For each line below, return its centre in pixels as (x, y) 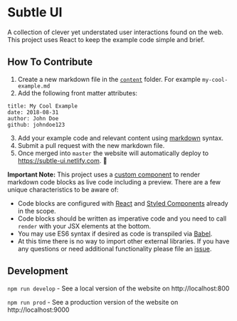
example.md (34, 86)
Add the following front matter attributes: (77, 93)
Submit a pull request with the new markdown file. (91, 145)
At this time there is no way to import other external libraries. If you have (123, 241)
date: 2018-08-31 (33, 112)
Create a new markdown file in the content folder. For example (109, 79)
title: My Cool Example (43, 106)
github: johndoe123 (36, 125)
